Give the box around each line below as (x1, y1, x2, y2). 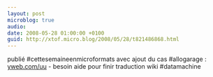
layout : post (7, 10, 45, 17)
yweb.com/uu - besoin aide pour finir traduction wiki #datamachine (7, 62, 201, 71)
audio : (7, 23, 27, 30)
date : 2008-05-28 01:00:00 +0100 (7, 29, 105, 37)
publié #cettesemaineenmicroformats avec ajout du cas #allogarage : (7, 55, 207, 63)
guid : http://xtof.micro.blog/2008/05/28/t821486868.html (7, 36, 179, 43)
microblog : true (7, 17, 54, 24)
